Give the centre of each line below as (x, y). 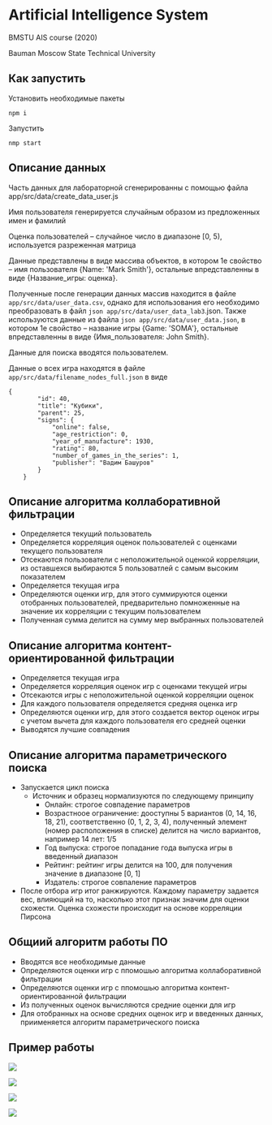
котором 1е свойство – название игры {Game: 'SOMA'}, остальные (123, 328)
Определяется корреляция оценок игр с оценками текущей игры (134, 687)
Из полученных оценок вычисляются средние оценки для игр (128, 1005)
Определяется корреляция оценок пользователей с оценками (128, 542)
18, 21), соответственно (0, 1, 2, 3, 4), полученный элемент (146, 822)
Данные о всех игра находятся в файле (77, 368)
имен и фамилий (37, 220)
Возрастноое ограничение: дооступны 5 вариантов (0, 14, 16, (151, 813)
